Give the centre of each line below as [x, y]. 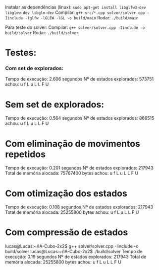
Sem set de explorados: [55, 104]
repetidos [26, 154]
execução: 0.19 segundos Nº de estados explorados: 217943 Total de [76, 257]
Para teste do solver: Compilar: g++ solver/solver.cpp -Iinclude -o [75, 27]
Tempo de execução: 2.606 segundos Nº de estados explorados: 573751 [79, 79]
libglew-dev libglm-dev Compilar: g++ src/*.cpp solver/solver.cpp [75, 12]
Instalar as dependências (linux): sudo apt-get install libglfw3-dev [76, 7]
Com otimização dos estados [66, 193]
